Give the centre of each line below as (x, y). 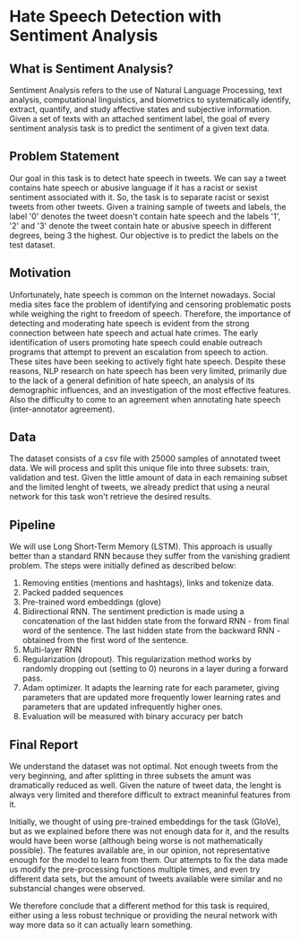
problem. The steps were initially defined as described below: (123, 566)
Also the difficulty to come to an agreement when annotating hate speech (145, 399)
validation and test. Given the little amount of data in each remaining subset (149, 478)
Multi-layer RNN (52, 650)
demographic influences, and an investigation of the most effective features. (150, 390)
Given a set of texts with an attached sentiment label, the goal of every (140, 119)
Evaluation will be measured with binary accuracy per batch (133, 717)
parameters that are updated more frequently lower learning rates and (151, 698)
